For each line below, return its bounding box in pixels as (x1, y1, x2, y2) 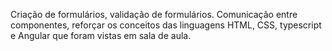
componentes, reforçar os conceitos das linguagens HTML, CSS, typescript (10, 19, 322, 31)
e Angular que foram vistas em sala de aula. (10, 30, 192, 41)
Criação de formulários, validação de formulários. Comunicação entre (10, 9, 298, 20)
